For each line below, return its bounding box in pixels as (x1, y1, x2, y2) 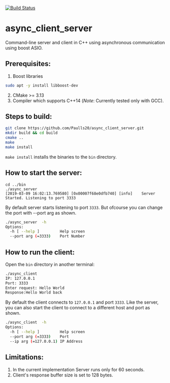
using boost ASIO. (5, 45, 43, 51)
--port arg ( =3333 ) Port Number (10, 234, 85, 239)
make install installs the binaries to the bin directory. (5, 154, 117, 160)
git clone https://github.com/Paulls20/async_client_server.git (5, 126, 144, 131)
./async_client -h (5, 320, 47, 325)
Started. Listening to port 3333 (5, 195, 76, 200)
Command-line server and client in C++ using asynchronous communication (5, 39, 165, 45)
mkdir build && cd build (5, 130, 58, 136)
